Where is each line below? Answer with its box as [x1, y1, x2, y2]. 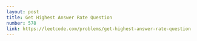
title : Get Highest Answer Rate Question [6, 14, 113, 20]
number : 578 [6, 20, 36, 26]
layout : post [6, 8, 39, 15]
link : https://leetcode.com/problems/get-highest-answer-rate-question [6, 25, 191, 32]
